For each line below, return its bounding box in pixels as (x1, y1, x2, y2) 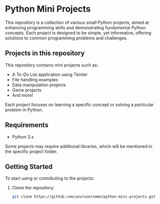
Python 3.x (12, 134, 34, 140)
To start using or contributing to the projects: (5, 175, 95, 181)
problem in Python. (5, 107, 43, 112)
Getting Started (5, 162, 53, 171)
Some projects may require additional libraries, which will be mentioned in (5, 143, 153, 149)
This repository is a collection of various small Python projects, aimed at (5, 19, 149, 25)
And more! (12, 92, 33, 98)
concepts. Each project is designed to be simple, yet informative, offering (5, 30, 152, 36)
